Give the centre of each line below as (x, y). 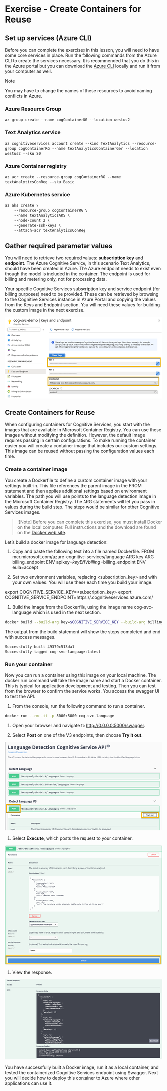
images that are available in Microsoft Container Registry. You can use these (83, 430)
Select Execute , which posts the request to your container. (73, 838)
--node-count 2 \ (32, 221)
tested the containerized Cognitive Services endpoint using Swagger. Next (82, 1073)
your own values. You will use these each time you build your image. (82, 582)
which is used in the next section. (67, 612)
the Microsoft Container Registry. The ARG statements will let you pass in (80, 501)
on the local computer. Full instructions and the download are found (86, 527)
